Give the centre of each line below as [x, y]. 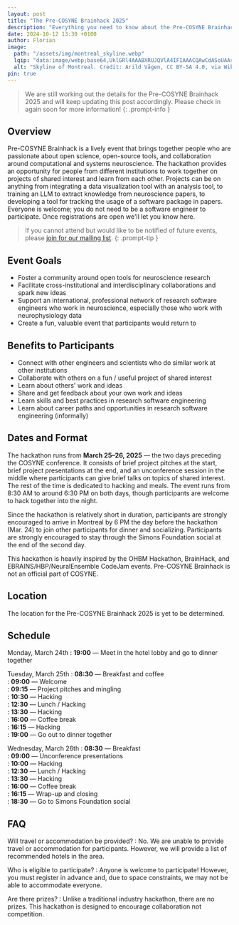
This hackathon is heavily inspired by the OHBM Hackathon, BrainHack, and [118, 558]
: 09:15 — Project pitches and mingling [64, 689]
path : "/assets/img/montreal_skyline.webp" [79, 54]
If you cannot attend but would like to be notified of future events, [121, 231]
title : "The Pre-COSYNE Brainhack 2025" [68, 21]
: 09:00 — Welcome [37, 682]
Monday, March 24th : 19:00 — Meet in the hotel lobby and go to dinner [113, 653]
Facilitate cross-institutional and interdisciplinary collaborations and [117, 285]
